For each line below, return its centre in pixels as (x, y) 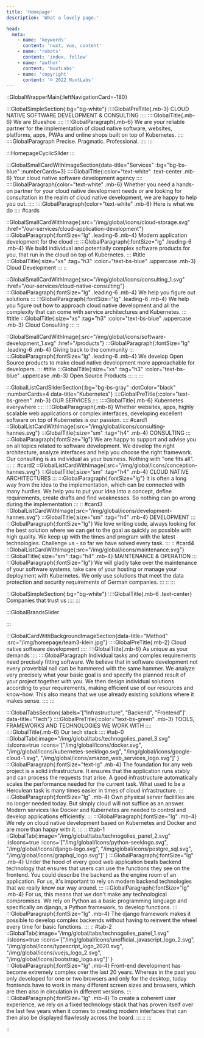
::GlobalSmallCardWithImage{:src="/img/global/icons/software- (86, 337)
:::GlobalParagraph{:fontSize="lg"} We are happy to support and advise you (101, 440)
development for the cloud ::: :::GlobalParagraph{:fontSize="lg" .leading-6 (99, 242)
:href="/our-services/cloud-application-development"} (75, 229)
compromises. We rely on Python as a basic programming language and (97, 901)
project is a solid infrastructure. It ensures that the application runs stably (98, 771)
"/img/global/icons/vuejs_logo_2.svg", (54, 953)
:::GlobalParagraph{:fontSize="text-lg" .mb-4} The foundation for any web (100, 764)
